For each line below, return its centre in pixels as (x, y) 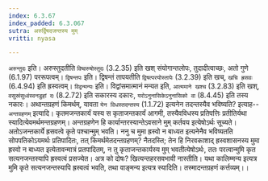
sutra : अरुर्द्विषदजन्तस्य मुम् (43, 31)
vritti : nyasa (32, 38)
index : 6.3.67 (32, 16)
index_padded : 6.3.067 (46, 23)
